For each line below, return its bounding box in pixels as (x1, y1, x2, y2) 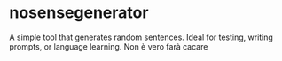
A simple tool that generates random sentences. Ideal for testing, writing (9, 32, 273, 42)
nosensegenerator (9, 3, 149, 23)
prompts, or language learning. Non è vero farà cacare (9, 41, 208, 51)
